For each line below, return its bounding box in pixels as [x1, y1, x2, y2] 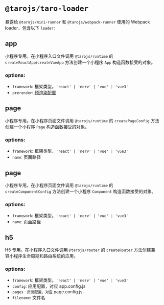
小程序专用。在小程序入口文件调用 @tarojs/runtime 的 [5, 53, 114, 59]
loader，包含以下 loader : [5, 25, 55, 31]
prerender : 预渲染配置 [12, 90, 56, 95]
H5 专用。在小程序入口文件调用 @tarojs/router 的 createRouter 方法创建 [5, 247, 151, 253]
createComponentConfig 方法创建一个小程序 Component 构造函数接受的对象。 [5, 188, 156, 194]
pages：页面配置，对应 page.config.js [12, 289, 83, 295]
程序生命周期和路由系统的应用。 [13, 253, 78, 259]
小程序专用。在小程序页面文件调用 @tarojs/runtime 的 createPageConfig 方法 [5, 117, 160, 123]
